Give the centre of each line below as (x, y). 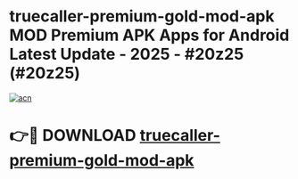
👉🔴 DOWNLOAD (73, 136)
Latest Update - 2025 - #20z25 (127, 54)
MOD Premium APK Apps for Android (149, 35)
